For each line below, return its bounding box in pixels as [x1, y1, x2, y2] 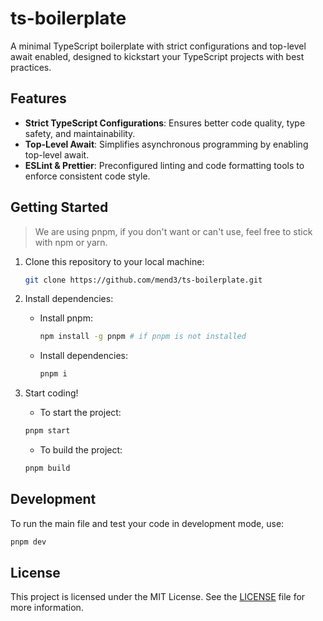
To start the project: [39, 407, 122, 419]
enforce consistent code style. [24, 170, 151, 182]
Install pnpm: [39, 312, 93, 324]
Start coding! [24, 387, 79, 399]
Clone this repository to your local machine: [24, 255, 205, 267]
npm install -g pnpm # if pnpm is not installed [39, 332, 247, 342]
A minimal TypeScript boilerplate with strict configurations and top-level [10, 40, 307, 52]
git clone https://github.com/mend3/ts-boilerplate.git [24, 275, 263, 285]
